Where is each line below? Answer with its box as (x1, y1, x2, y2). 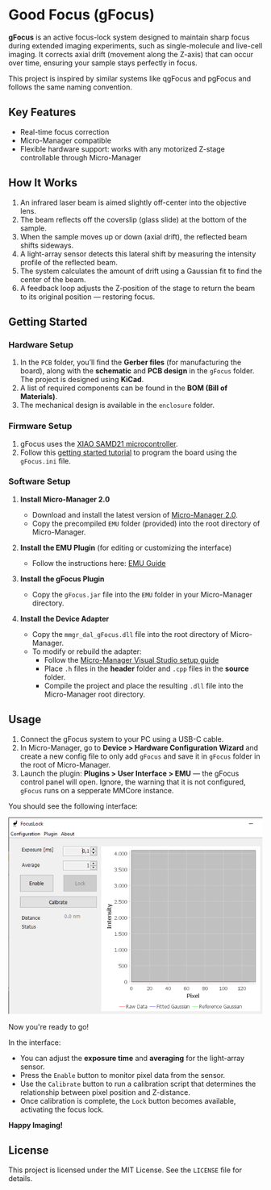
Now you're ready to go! (8, 1021, 90, 1031)
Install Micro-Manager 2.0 (19, 494, 110, 504)
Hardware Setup (8, 339, 74, 350)
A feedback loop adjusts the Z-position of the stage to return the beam (19, 283, 256, 293)
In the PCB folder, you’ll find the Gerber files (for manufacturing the (19, 357, 242, 368)
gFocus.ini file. (19, 456, 71, 465)
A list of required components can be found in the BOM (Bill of (19, 383, 228, 393)
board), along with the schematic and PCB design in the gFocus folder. (19, 366, 255, 376)
